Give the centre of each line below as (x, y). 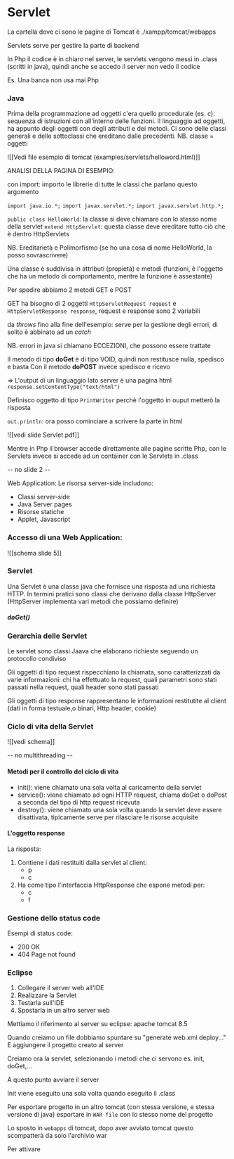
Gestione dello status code (54, 918)
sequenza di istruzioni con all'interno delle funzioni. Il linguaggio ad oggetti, (116, 121)
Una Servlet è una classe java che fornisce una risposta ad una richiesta (111, 586)
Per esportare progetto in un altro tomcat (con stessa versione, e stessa (111, 1107)
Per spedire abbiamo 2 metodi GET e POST (69, 290)
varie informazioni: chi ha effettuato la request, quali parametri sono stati (112, 680)
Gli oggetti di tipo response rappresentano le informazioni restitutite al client (117, 701)
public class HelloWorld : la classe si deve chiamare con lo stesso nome (112, 219)
